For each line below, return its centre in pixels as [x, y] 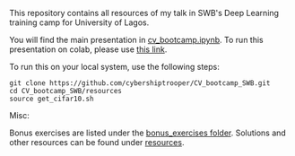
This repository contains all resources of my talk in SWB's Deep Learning [144, 13]
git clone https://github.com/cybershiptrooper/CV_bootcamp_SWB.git [140, 83]
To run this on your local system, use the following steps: [114, 67]
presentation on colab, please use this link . [88, 49]
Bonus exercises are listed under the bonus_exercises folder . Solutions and [148, 133]
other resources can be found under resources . [97, 142]
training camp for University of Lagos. [79, 22]
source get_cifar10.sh [52, 99]
